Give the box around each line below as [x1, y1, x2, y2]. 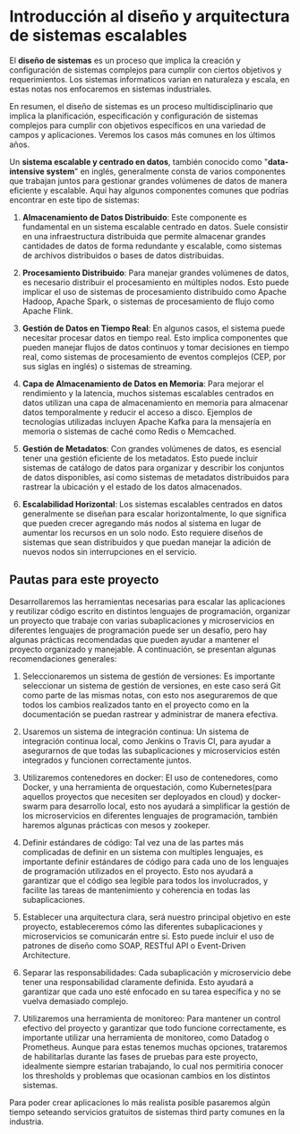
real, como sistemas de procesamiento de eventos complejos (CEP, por [21, 351, 287, 362]
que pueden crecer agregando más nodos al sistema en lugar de [21, 517, 261, 528]
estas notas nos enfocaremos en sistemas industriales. [9, 83, 212, 94]
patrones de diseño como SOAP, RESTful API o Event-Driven [21, 939, 246, 951]
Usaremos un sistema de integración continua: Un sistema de [21, 726, 249, 737]
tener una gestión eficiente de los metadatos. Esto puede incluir [21, 453, 258, 463]
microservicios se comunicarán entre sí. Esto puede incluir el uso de [21, 931, 275, 941]
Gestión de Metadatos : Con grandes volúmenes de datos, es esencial [21, 443, 282, 454]
